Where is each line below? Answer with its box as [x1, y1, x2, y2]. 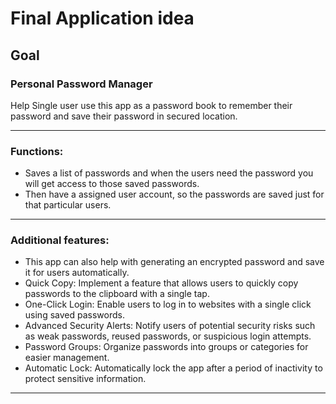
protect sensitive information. [24, 373, 147, 385]
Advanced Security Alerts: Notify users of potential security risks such [24, 320, 316, 332]
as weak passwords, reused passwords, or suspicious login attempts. [24, 330, 312, 342]
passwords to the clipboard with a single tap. [24, 288, 210, 300]
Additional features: [10, 233, 110, 247]
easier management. [24, 352, 110, 364]
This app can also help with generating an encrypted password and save [24, 256, 325, 268]
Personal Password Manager [10, 77, 153, 91]
